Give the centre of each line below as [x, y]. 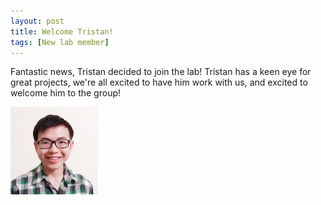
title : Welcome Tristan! [62, 31]
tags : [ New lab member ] [60, 42]
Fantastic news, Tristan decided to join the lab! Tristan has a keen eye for [161, 72]
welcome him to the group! [66, 93]
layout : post [37, 21]
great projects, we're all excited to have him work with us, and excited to [159, 82]
